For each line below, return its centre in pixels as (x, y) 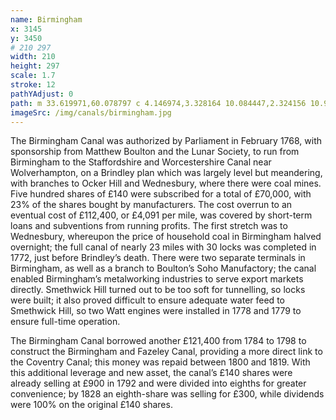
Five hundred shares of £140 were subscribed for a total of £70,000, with (161, 194)
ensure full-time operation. (65, 322)
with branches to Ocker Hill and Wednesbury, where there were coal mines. (166, 183)
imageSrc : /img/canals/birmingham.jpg (91, 112)
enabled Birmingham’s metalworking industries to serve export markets (157, 279)
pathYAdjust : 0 (42, 94)
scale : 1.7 (33, 76)
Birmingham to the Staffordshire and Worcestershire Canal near (141, 162)
